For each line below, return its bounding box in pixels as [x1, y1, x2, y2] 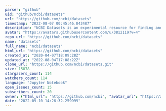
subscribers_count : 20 [5, 89, 52, 94]
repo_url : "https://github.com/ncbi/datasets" [5, 35, 103, 40]
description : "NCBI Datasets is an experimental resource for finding [5, 26, 154, 30]
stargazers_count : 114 [5, 71, 52, 76]
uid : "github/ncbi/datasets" [5, 12, 65, 17]
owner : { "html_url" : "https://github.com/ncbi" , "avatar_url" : [5, 94, 138, 99]
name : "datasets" [5, 39, 41, 44]
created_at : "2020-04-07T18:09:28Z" [5, 53, 81, 58]
